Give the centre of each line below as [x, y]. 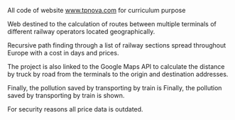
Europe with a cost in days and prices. [63, 53]
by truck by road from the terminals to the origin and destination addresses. [118, 74]
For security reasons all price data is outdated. [75, 109]
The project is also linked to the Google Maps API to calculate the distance [116, 66]
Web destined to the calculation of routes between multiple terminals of [112, 24]
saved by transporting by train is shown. [66, 96]
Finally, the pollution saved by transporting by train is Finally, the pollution [115, 88]
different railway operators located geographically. [81, 32]
